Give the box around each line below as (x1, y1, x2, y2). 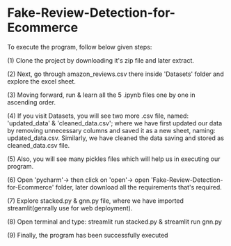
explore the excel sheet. (7, 77, 77, 85)
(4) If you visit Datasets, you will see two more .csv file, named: (7, 112, 189, 120)
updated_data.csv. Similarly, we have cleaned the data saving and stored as (7, 134, 225, 142)
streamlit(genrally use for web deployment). (7, 203, 133, 212)
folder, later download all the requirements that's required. (55, 183, 223, 191)
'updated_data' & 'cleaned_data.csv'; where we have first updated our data (7, 118, 223, 127)
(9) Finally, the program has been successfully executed (7, 231, 168, 239)
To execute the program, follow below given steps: (7, 43, 152, 51)
